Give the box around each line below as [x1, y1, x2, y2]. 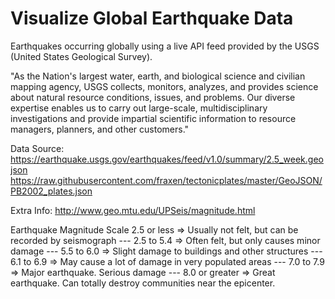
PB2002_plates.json [10, 185, 93, 197]
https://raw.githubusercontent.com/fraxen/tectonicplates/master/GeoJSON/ [10, 174, 323, 186]
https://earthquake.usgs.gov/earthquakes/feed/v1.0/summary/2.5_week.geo [10, 153, 324, 165]
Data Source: [10, 142, 65, 154]
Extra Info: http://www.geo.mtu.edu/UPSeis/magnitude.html [10, 204, 256, 216]
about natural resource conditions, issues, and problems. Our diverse [10, 91, 296, 103]
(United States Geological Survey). [10, 50, 153, 62]
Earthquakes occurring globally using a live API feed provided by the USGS [10, 40, 320, 52]
